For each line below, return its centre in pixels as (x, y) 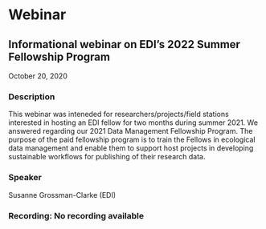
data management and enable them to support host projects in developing (131, 148)
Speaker (25, 178)
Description (32, 96)
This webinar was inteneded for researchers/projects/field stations (119, 114)
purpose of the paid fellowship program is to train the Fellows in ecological (132, 140)
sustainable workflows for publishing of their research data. (107, 157)
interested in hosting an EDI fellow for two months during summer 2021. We (133, 123)
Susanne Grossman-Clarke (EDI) (62, 195)
